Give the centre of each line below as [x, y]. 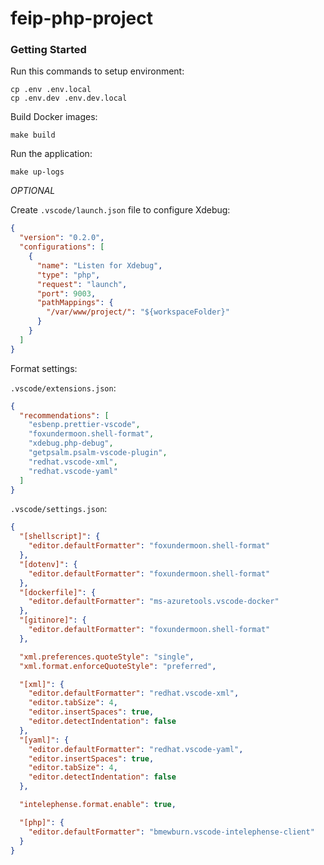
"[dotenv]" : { [48, 564]
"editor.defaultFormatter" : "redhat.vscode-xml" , [134, 693]
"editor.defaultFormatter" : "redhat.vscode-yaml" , [136, 749]
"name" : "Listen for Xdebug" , [99, 265]
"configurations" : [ [62, 247]
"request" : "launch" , [82, 284]
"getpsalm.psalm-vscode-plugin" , [98, 453]
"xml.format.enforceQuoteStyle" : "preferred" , [118, 666]
